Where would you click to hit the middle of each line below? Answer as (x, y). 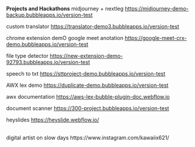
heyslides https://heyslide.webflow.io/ (53, 120)
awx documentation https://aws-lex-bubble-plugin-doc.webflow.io (88, 97)
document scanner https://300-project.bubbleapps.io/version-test (88, 108)
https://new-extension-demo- (86, 56)
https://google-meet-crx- (155, 38)
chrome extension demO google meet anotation (65, 38)
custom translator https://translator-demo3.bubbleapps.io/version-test (93, 26)
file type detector (27, 56)
